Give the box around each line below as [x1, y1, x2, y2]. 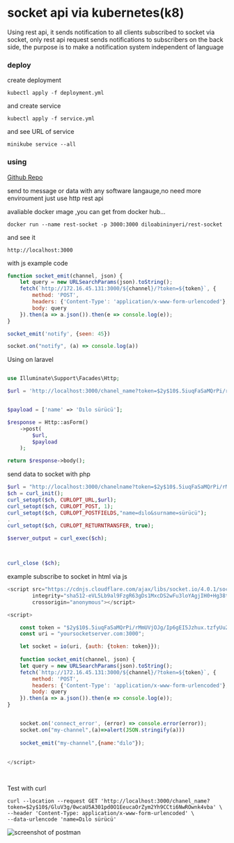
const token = [19, 624, 61, 631]
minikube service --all [7, 141, 77, 148]
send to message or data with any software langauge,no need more [7, 186, 202, 195]
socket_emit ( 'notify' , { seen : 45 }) [7, 330, 111, 337]
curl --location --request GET [7, 798, 98, 805]
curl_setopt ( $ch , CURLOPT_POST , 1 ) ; [7, 503, 114, 510]
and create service [7, 102, 61, 110]
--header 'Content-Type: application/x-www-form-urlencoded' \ [7, 810, 195, 817]
